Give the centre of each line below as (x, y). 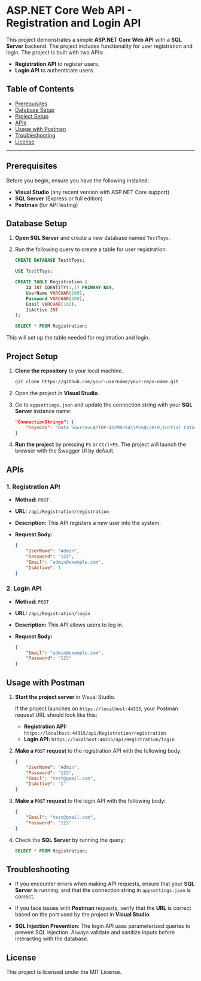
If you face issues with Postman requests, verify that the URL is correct (103, 908)
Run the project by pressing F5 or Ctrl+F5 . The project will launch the (100, 444)
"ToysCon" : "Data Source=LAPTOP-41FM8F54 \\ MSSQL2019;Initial (103, 427)
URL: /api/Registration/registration (62, 511)
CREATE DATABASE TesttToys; (50, 261)
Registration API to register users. (57, 64)
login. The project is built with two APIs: (55, 52)
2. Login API (24, 588)
